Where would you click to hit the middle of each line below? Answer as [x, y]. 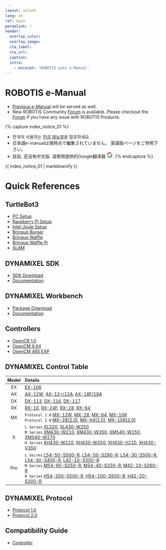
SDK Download [28, 275]
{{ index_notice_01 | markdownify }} [41, 166]
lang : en [14, 16]
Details [32, 380]
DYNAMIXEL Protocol [39, 498]
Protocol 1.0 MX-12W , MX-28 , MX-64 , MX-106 [76, 415]
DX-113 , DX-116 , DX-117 [52, 401]
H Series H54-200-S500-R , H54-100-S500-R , [76, 476]
